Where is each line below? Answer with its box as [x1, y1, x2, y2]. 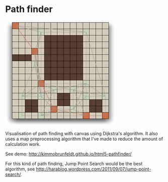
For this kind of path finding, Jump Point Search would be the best [5, 160, 143, 166]
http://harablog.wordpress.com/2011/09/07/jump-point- [36, 166, 151, 172]
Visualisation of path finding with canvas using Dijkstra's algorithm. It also [5, 130, 158, 136]
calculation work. [5, 141, 41, 147]
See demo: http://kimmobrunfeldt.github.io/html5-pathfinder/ [5, 151, 132, 157]
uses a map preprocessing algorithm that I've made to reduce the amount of [5, 136, 163, 142]
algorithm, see [5, 166, 35, 172]
